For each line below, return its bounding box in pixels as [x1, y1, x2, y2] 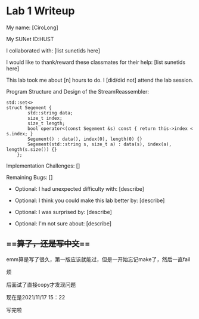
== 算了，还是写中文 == [6, 239, 91, 249]
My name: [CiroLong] [6, 24, 58, 31]
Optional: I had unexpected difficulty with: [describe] [14, 185, 145, 192]
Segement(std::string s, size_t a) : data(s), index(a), [27, 141, 172, 147]
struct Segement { [6, 104, 52, 111]
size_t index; [27, 115, 63, 121]
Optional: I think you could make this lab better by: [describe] [14, 197, 165, 204]
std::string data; [27, 110, 73, 116]
